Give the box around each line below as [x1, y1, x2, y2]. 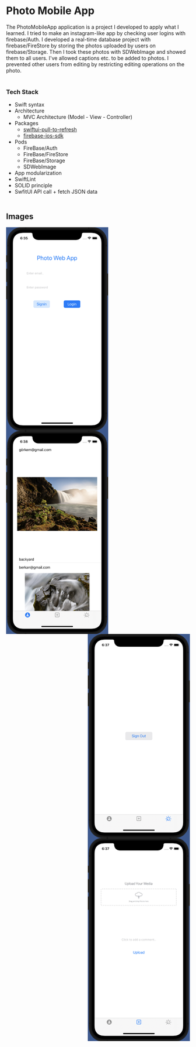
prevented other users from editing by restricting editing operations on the [6, 60, 185, 68]
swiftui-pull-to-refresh [23, 126, 77, 133]
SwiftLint [14, 176, 36, 183]
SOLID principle [14, 182, 52, 189]
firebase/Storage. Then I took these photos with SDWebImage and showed [6, 48, 186, 55]
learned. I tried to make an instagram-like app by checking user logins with [6, 29, 185, 36]
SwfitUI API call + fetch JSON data [14, 188, 98, 195]
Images [6, 211, 34, 221]
